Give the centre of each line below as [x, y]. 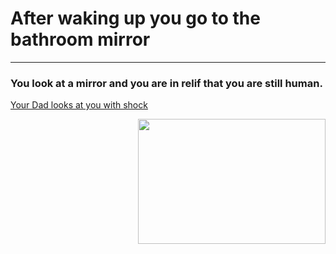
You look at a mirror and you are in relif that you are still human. [166, 83]
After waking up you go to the [135, 18]
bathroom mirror [80, 39]
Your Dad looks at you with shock [79, 105]
